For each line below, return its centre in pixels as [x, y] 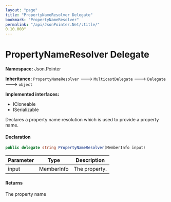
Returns [14, 182]
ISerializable [26, 110]
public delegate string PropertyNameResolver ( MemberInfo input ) [75, 148]
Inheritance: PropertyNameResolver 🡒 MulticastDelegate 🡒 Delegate [85, 79]
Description [90, 160]
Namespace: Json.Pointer [33, 69]
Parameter [21, 160]
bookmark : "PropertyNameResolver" [42, 20]
